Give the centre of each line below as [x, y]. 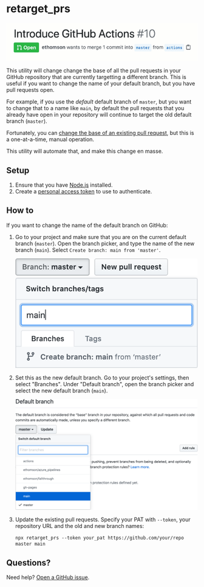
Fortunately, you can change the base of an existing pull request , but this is [100, 133]
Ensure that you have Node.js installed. [64, 185]
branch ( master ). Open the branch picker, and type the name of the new [105, 243]
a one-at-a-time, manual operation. [50, 139]
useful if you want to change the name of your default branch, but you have [101, 83]
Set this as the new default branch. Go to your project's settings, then [102, 377]
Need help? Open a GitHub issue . [48, 577]
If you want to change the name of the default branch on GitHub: [87, 225]
